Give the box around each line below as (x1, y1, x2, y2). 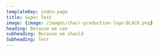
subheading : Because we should (6, 31, 84, 37)
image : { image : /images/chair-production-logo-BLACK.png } (6, 20, 153, 26)
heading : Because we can (6, 25, 68, 32)
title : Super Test (6, 14, 52, 20)
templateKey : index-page (6, 8, 68, 15)
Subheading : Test (6, 36, 49, 42)
